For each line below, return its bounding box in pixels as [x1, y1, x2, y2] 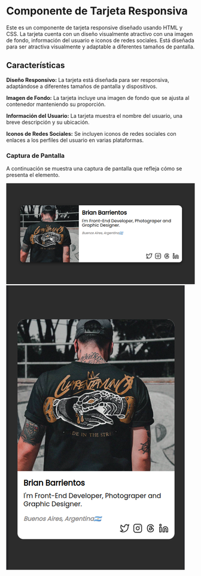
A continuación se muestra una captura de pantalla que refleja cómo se [6, 165, 182, 172]
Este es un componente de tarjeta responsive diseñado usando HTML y [6, 24, 183, 31]
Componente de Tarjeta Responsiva [6, 4, 188, 18]
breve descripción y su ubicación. [6, 118, 90, 126]
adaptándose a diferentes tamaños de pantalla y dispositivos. [6, 83, 157, 90]
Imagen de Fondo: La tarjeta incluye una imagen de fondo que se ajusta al [6, 94, 190, 101]
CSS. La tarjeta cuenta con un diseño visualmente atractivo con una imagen [6, 30, 193, 37]
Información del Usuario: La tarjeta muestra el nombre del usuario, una [6, 112, 182, 119]
